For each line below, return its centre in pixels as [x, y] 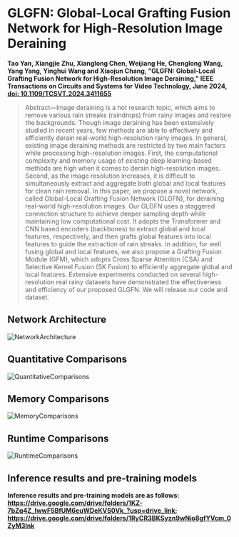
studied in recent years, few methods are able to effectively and [118, 130]
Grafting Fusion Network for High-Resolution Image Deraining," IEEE [111, 78]
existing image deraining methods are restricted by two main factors [125, 145]
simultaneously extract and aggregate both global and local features [125, 183]
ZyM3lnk [21, 526]
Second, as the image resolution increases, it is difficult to [110, 176]
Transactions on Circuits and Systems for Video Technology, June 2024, [117, 86]
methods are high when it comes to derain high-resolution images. [123, 168]
